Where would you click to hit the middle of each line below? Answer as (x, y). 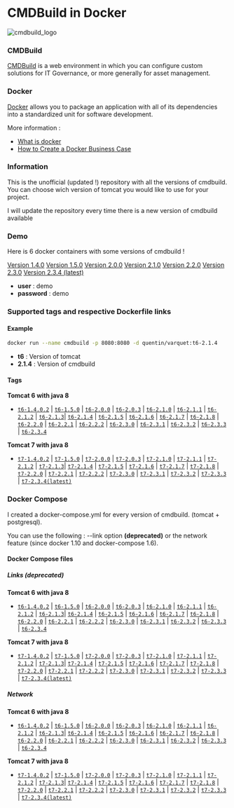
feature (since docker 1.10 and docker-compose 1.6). (83, 543)
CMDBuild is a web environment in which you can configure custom (105, 66)
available (20, 218)
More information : (34, 128)
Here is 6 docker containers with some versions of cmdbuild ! (96, 252)
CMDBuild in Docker (67, 13)
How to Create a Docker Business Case (74, 149)
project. (19, 197)
